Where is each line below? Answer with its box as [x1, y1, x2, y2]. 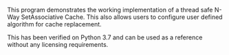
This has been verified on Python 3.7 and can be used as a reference [7, 33, 203, 41]
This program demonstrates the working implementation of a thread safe [7, 6, 213, 14]
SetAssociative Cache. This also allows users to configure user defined [21, 13, 223, 21]
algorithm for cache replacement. [7, 20, 102, 28]
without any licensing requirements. [7, 41, 109, 48]
